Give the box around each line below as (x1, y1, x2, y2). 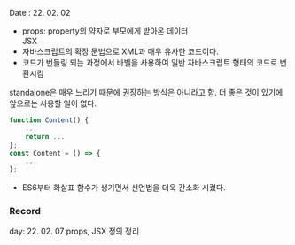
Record (9, 205, 42, 218)
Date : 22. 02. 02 (9, 8, 71, 18)
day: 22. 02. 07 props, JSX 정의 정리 (9, 226, 140, 237)
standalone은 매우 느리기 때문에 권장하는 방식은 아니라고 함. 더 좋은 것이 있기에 (9, 88, 283, 97)
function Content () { (9, 116, 89, 125)
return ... (25, 132, 66, 141)
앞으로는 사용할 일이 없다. (9, 98, 97, 109)
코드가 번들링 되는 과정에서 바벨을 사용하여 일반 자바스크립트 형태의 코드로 (21, 57, 278, 67)
